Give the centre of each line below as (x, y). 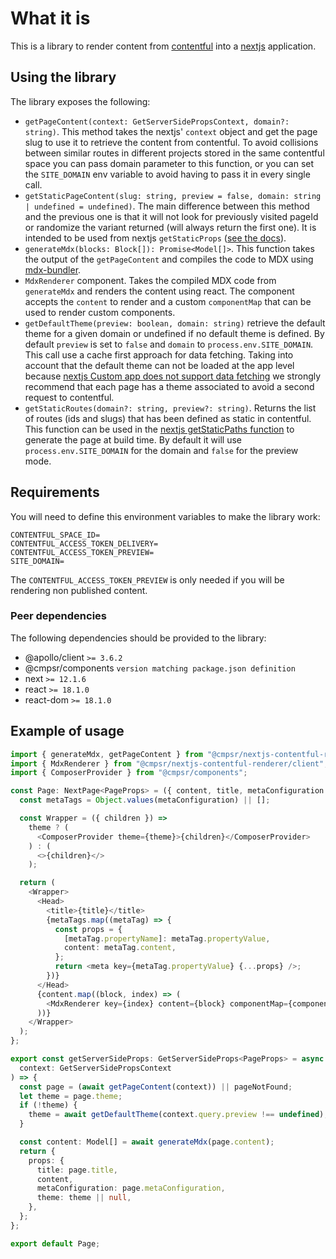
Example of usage (67, 731)
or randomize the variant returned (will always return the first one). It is (170, 227)
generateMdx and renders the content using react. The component (159, 291)
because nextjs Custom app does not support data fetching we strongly (173, 376)
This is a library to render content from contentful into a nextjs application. (163, 46)
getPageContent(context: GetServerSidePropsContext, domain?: (157, 122)
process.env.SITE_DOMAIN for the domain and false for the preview (161, 450)
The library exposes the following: (80, 101)
